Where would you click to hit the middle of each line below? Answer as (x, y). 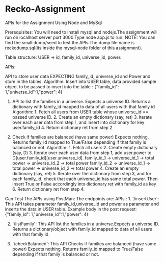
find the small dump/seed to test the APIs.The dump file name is (70, 42)
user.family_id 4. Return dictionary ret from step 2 (62, 127)
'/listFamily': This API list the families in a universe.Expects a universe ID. (86, 224)
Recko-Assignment (45, 9)
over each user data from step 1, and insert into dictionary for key (78, 122)
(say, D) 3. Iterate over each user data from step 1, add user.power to (82, 153)
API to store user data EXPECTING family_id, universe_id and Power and (78, 76)
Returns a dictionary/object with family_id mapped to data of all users (82, 229)
